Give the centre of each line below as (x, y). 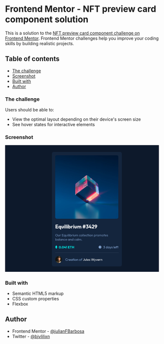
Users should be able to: (30, 110)
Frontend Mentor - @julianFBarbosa (48, 331)
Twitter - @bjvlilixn (31, 336)
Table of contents (32, 59)
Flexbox (20, 304)
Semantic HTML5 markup (38, 293)
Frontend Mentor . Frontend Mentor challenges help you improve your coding (82, 38)
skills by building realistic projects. (40, 43)
